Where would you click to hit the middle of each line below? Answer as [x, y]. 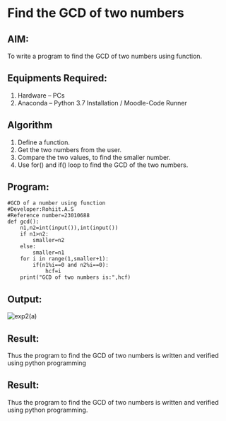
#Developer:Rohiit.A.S [41, 209]
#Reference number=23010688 [49, 216]
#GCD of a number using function [56, 203]
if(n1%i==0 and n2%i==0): [71, 265]
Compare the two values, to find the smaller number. [94, 157]
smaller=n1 [49, 253]
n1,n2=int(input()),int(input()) [69, 228]
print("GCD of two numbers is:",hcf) [76, 277]
